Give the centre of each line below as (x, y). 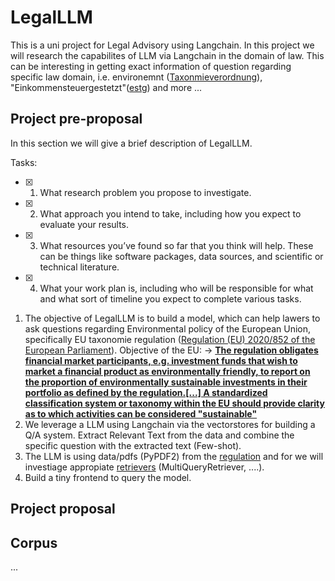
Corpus (34, 542)
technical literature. (79, 267)
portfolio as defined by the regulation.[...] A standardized (146, 392)
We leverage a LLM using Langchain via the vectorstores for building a (170, 424)
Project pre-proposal (76, 119)
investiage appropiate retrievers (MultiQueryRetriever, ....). (144, 467)
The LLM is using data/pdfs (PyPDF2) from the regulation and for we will (174, 456)
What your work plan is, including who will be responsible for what (176, 288)
